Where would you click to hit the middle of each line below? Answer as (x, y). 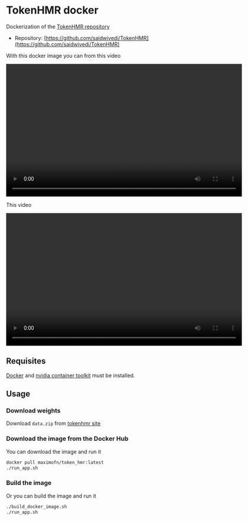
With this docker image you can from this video (63, 55)
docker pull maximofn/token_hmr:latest (55, 462)
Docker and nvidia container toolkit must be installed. (71, 375)
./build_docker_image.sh (37, 507)
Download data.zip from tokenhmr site (54, 423)
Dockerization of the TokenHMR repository (58, 27)
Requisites (26, 361)
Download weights (33, 411)
